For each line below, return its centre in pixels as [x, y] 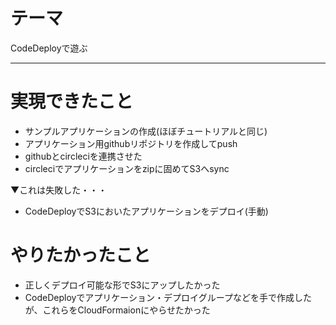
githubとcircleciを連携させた [83, 156]
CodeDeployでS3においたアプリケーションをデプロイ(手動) [146, 211]
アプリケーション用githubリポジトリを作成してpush [131, 143]
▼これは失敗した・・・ [59, 190]
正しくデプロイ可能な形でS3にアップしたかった [122, 285]
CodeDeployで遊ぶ [49, 48]
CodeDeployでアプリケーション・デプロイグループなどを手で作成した [168, 297]
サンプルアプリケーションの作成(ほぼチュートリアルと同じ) [146, 131]
